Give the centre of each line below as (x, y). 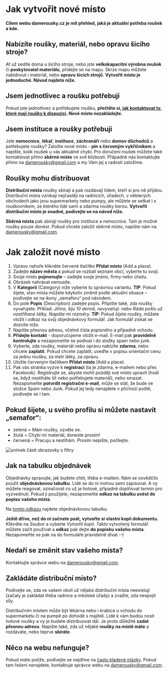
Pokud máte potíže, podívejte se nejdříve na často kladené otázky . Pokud (81, 660)
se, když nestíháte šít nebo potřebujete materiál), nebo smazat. (78, 378)
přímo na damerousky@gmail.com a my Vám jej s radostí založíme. (75, 162)
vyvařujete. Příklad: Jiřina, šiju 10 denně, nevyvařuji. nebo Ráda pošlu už (88, 309)
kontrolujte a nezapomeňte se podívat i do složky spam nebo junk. (82, 341)
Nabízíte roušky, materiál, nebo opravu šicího (78, 44)
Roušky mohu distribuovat (48, 178)
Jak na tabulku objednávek (48, 466)
